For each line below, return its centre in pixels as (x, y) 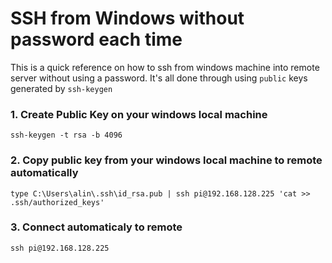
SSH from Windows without (127, 18)
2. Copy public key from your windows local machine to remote (166, 160)
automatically (44, 173)
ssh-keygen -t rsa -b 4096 (66, 135)
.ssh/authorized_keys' (57, 202)
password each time (96, 39)
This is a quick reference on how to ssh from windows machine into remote (165, 67)
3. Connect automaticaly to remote (96, 227)
